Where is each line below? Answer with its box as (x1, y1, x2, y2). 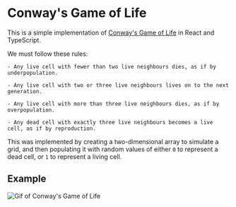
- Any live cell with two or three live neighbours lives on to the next (7, 81, 230, 89)
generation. (7, 88, 42, 95)
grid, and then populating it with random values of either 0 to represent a (7, 145, 218, 153)
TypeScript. (7, 35, 41, 44)
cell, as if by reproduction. (7, 125, 97, 132)
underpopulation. (7, 69, 59, 76)
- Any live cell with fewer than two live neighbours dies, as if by (7, 63, 217, 70)
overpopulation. (7, 106, 55, 114)
